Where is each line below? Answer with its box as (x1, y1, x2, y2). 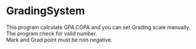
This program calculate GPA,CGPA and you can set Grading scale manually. (6, 24, 191, 31)
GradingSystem (6, 4, 85, 18)
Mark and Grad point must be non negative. (6, 36, 113, 43)
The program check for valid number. (6, 30, 97, 37)
